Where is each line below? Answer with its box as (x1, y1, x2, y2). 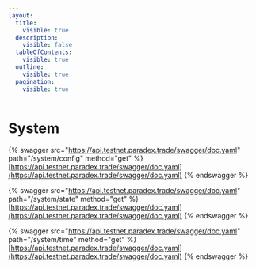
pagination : (15, 78, 55, 85)
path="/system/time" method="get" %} (8, 235, 137, 244)
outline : (15, 63, 44, 71)
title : (15, 19, 37, 27)
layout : (8, 11, 34, 20)
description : (15, 33, 59, 42)
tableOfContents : (15, 48, 73, 56)
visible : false (22, 41, 73, 49)
